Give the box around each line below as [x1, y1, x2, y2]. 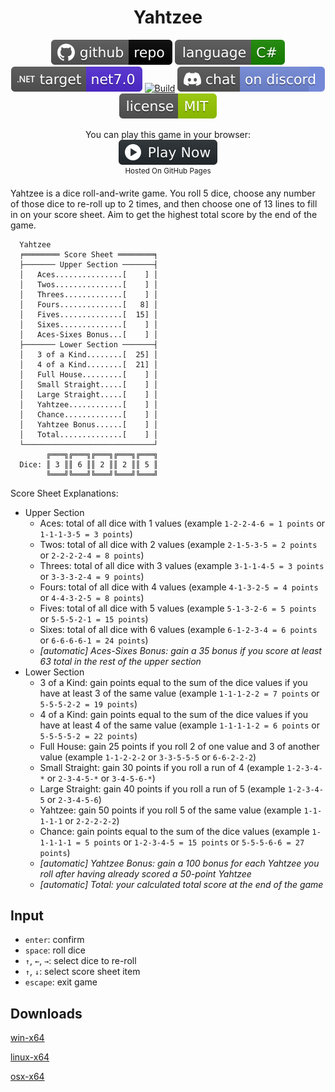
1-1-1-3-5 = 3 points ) [39, 527, 133, 540]
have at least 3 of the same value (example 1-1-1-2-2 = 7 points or [39, 687, 320, 699]
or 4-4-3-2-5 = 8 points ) [39, 591, 145, 603]
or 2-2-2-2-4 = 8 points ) [39, 549, 145, 561]
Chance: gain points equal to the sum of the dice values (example [39, 825, 310, 837]
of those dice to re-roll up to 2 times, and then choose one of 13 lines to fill [10, 197, 318, 210]
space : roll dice [24, 944, 86, 956]
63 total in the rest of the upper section [39, 655, 202, 667]
